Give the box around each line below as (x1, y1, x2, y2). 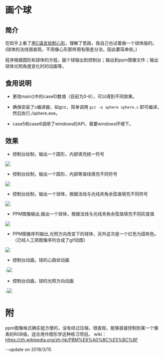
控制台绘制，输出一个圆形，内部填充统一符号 (12, 151, 105, 157)
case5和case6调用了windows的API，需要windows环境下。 (12, 121, 134, 127)
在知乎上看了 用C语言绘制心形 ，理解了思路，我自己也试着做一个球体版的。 (5, 40, 157, 46)
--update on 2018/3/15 (5, 346, 51, 352)
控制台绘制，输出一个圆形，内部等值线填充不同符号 (12, 171, 118, 177)
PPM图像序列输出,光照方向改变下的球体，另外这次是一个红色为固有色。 (12, 230, 159, 237)
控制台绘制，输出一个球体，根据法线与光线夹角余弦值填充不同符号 (12, 190, 148, 197)
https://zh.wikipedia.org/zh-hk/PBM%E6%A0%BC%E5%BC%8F (5, 337, 138, 343)
